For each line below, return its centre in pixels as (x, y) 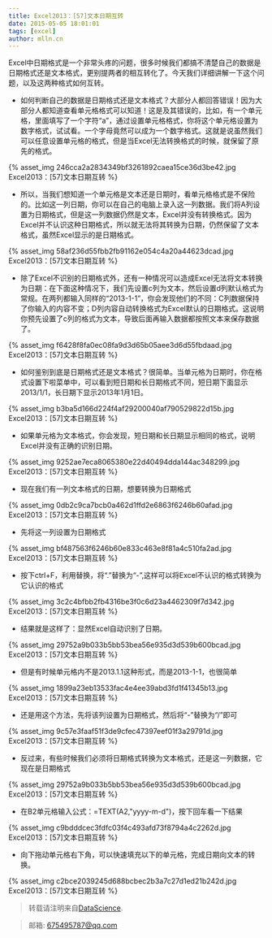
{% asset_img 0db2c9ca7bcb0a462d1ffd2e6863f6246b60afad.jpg (121, 506)
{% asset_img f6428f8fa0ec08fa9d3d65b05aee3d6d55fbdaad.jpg (120, 345)
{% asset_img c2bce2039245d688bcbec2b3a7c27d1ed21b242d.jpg (123, 881)
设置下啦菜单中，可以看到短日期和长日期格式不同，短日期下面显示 (138, 382)
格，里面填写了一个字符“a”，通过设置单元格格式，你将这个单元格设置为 (139, 121)
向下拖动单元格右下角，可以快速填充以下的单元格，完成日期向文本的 (134, 855)
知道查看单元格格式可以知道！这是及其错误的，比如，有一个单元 (155, 111)
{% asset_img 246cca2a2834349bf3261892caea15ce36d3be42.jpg (123, 167)
